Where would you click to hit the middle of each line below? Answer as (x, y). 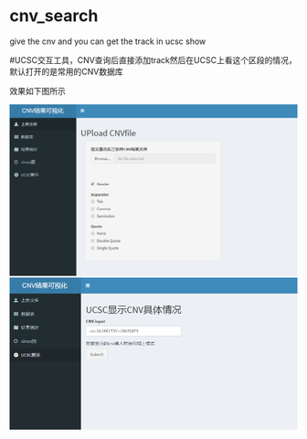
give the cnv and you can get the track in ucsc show (108, 41)
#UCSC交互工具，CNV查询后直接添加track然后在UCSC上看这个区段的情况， (153, 59)
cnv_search (54, 16)
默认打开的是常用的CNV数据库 (66, 71)
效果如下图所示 (37, 91)
